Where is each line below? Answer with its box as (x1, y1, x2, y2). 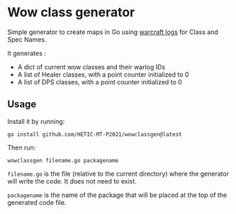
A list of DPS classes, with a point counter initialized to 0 (17, 77, 182, 86)
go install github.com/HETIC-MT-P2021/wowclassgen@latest (7, 130, 182, 138)
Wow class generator (7, 4, 135, 21)
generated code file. (7, 198, 67, 206)
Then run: (7, 143, 36, 152)
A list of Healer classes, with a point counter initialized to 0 (17, 70, 189, 79)
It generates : (7, 49, 46, 57)
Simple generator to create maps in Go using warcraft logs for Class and (7, 28, 218, 36)
